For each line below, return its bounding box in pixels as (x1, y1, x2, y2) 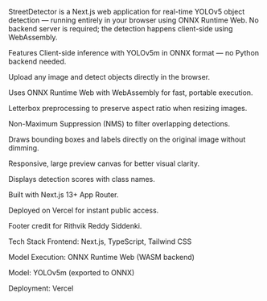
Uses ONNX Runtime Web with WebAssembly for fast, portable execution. (8, 88, 253, 97)
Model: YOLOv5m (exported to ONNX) (8, 268, 135, 277)
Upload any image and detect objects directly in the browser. (8, 72, 211, 81)
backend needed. (8, 56, 67, 66)
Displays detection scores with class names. (8, 175, 155, 183)
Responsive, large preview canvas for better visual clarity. (8, 159, 199, 168)
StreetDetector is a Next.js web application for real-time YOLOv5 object (8, 7, 245, 16)
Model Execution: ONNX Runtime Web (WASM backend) (8, 253, 195, 262)
